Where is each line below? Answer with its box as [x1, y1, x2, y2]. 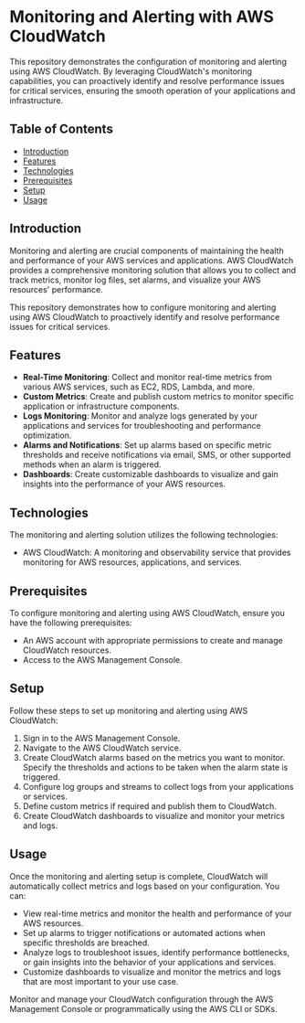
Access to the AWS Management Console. [22, 655, 183, 665]
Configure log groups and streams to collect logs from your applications [22, 781, 294, 792]
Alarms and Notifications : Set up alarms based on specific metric [22, 440, 272, 451]
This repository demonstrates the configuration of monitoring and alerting [9, 56, 288, 67]
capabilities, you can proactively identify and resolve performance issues [9, 75, 285, 86]
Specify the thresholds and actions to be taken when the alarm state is [22, 762, 289, 773]
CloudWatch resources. [22, 645, 112, 655]
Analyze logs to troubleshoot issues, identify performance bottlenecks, [22, 946, 290, 957]
